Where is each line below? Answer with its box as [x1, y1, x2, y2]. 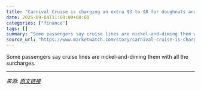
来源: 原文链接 [6, 77, 41, 85]
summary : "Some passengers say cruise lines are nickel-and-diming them [6, 31, 191, 37]
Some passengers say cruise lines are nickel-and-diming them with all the [6, 53, 188, 60]
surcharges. [6, 59, 36, 67]
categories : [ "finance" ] [6, 20, 68, 26]
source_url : [6, 37, 36, 43]
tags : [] [6, 25, 28, 32]
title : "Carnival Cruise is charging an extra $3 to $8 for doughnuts [6, 8, 186, 15]
